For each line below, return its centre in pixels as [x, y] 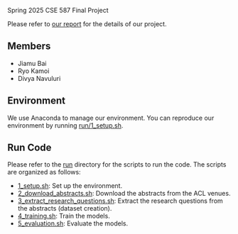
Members [29, 46]
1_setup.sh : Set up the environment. [70, 186]
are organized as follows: [44, 172]
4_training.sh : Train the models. [64, 216]
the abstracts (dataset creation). [65, 208]
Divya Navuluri [39, 78]
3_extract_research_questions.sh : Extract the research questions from [120, 201]
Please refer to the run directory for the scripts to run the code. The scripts [117, 165]
